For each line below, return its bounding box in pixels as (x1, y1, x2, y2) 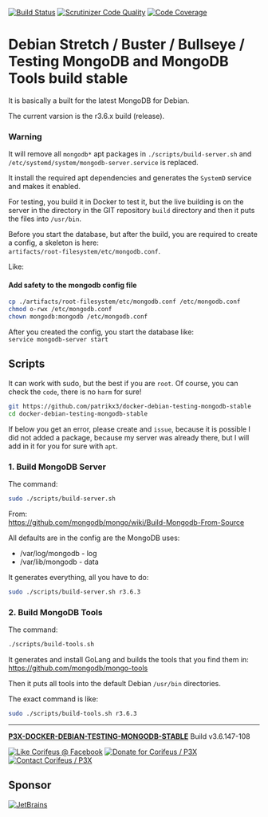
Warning (8, 131, 42, 142)
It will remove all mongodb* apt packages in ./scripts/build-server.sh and (8, 149, 252, 159)
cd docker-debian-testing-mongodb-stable (8, 409, 148, 418)
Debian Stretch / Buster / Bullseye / (8, 36, 245, 53)
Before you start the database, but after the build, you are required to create (8, 230, 258, 239)
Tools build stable (8, 69, 128, 88)
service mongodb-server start (8, 336, 109, 344)
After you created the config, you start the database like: (8, 327, 194, 337)
